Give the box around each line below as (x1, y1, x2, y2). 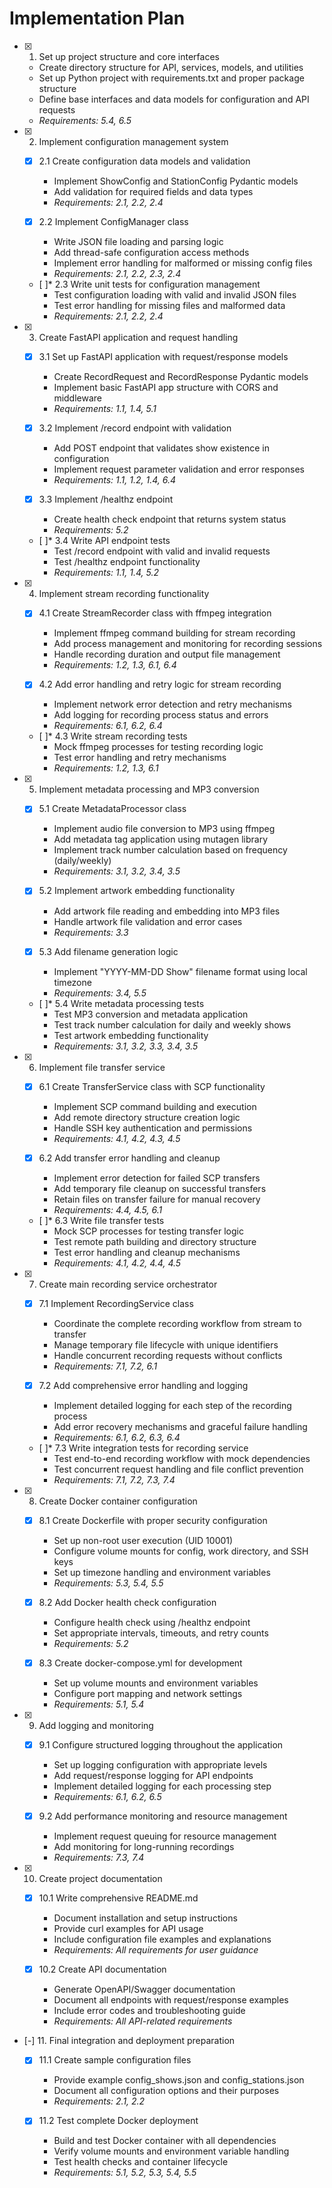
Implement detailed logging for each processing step (53, 1780, 272, 1792)
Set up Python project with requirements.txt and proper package (38, 72, 305, 84)
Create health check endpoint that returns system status (53, 513, 287, 526)
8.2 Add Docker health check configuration (38, 1596, 217, 1608)
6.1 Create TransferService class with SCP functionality (38, 1080, 266, 1092)
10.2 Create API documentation (38, 1963, 167, 1976)
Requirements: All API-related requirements (53, 2015, 233, 2027)
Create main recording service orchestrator (38, 1278, 218, 1290)
